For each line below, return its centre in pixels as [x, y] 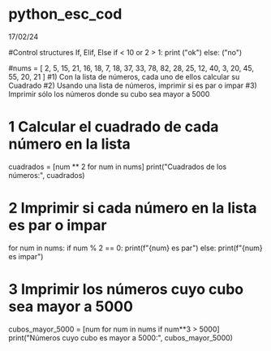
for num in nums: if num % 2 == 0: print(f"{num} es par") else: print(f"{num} [136, 248]
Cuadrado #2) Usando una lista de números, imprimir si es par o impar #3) [133, 85]
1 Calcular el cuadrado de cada [114, 127]
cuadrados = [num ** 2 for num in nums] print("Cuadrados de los [118, 167]
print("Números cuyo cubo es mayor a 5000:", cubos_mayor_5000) [121, 337]
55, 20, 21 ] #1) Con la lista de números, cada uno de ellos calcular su [124, 76]
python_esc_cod [65, 14]
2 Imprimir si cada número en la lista [133, 208]
